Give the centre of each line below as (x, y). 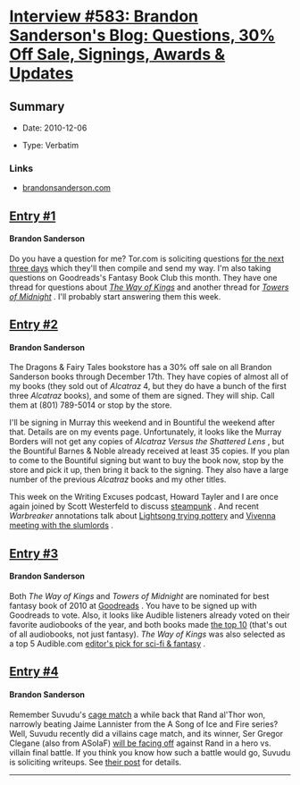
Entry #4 (34, 672)
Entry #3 (34, 553)
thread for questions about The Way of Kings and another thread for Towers (149, 287)
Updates (42, 74)
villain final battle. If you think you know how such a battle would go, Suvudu (150, 752)
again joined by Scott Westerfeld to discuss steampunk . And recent (134, 506)
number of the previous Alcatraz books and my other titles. (118, 479)
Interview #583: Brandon (104, 17)
